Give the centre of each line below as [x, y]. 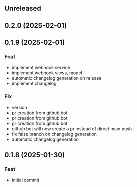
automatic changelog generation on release [57, 78]
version [20, 107]
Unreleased [23, 8]
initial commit [25, 180]
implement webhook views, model [47, 73]
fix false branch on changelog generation [54, 134]
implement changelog [34, 83]
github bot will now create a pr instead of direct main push [72, 129]
